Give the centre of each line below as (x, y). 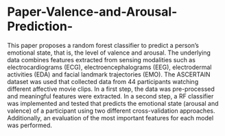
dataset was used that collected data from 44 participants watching (103, 81)
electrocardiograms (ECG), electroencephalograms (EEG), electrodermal (109, 67)
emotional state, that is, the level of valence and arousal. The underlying (109, 53)
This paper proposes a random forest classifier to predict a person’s (103, 45)
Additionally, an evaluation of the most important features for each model (110, 118)
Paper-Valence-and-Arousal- (92, 12)
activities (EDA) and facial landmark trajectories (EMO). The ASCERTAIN (109, 74)
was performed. (30, 125)
